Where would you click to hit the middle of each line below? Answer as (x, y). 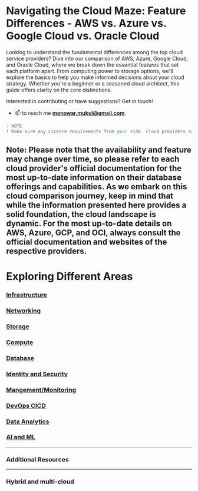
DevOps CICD (26, 406)
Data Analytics (28, 421)
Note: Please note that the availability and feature (99, 150)
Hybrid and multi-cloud (40, 482)
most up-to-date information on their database (94, 178)
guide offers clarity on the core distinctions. (59, 90)
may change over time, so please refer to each (93, 159)
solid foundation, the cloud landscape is (81, 214)
